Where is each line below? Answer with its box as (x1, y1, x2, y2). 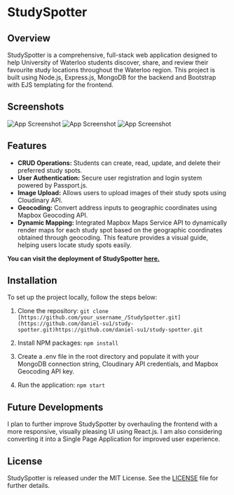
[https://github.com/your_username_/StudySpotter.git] (17, 314, 181, 322)
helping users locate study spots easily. (17, 240, 132, 249)
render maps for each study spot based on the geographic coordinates (17, 225, 223, 234)
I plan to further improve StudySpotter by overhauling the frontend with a (7, 420, 218, 428)
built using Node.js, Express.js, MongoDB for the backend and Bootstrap (7, 73, 216, 81)
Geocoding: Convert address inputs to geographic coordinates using (17, 203, 217, 211)
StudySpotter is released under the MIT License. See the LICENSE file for (7, 474, 219, 482)
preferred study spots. (17, 166, 83, 174)
